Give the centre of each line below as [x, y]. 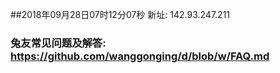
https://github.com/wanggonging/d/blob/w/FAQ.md [140, 56]
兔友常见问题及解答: [58, 43]
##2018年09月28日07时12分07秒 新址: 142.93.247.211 [120, 14]
